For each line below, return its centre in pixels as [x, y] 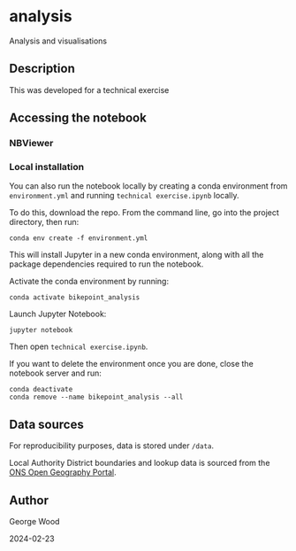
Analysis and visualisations [58, 41]
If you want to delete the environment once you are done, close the [131, 364]
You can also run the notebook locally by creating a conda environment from [148, 186]
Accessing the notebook [78, 118]
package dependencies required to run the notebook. [106, 264]
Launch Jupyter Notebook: [58, 314]
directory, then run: [44, 222]
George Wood [34, 521]
